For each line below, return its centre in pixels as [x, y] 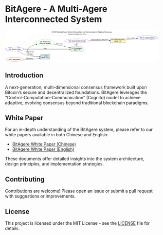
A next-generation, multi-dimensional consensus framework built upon [76, 87]
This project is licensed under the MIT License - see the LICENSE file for [77, 223]
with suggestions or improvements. [40, 196]
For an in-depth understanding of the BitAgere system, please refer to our [79, 129]
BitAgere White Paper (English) [43, 149]
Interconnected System [54, 19]
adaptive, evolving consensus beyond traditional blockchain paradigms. [77, 103]
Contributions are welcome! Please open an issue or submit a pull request [79, 191]
